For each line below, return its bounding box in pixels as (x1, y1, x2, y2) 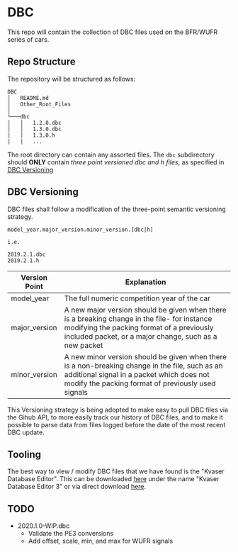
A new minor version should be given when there (64, 351, 227, 361)
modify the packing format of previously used (64, 378, 216, 388)
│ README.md (7, 94, 50, 101)
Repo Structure (7, 56, 76, 68)
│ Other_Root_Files (7, 101, 72, 108)
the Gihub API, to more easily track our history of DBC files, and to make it (7, 412, 223, 422)
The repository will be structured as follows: (7, 74, 136, 83)
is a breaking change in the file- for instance (64, 313, 212, 323)
